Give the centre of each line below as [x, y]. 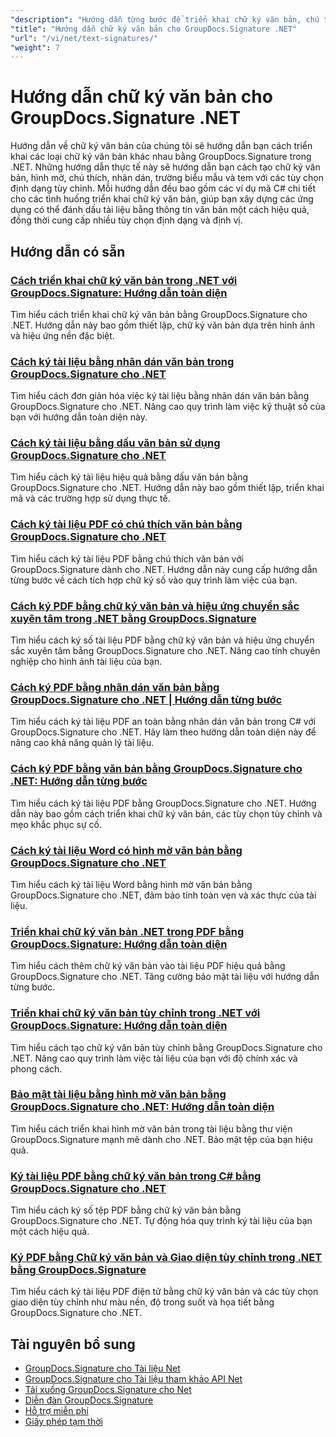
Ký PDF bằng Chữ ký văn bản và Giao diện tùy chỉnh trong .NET [166, 1258]
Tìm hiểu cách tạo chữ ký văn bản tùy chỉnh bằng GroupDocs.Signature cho [166, 1047]
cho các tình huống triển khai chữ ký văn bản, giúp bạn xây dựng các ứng [162, 199]
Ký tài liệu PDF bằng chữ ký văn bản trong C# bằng [136, 1176]
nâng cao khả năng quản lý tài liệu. [82, 743]
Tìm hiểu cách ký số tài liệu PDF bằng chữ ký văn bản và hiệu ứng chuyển [162, 640]
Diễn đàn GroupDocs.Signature [89, 1400]
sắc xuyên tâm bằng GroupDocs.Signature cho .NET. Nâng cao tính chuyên [165, 651]
